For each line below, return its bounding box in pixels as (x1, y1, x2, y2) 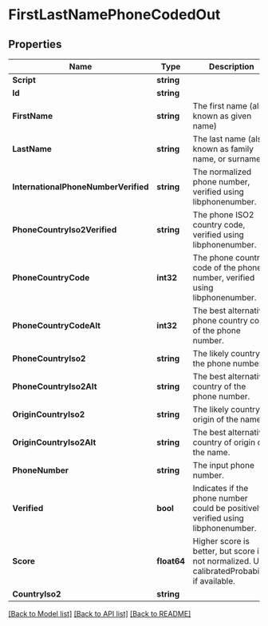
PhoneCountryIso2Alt (12, 381, 97, 392)
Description (208, 61, 255, 72)
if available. (192, 576, 235, 586)
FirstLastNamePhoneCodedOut (8, 6, 221, 24)
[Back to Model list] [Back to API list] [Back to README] (8, 609, 191, 618)
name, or (192, 153, 227, 164)
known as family (192, 144, 254, 154)
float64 (156, 556, 186, 566)
